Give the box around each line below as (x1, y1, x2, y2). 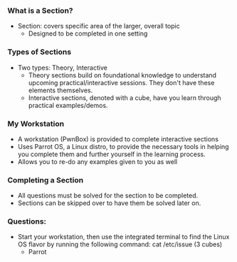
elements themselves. (28, 86, 93, 94)
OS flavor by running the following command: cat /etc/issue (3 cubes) (17, 240, 223, 249)
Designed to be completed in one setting (28, 29, 148, 38)
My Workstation (7, 119, 65, 129)
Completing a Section (7, 175, 84, 185)
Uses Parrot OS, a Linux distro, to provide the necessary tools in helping (17, 142, 229, 151)
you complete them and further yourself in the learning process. (17, 150, 206, 158)
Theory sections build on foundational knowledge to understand (28, 70, 217, 80)
